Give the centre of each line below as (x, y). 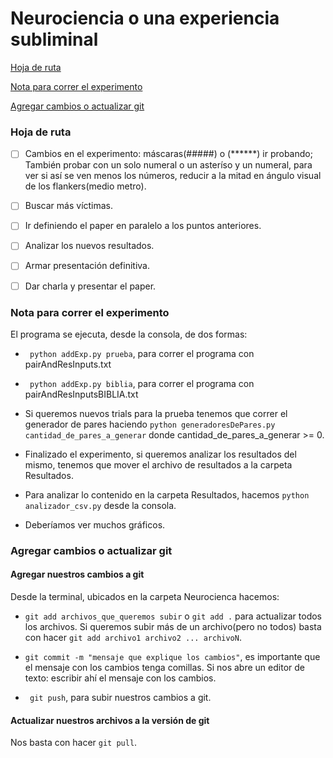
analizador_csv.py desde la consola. (100, 505)
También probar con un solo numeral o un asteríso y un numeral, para (168, 165)
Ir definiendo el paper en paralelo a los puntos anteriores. (143, 226)
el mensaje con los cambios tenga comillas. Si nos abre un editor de (164, 668)
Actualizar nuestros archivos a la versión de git (110, 720)
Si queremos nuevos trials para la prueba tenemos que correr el (156, 413)
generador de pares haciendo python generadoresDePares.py (150, 424)
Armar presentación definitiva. (87, 266)
